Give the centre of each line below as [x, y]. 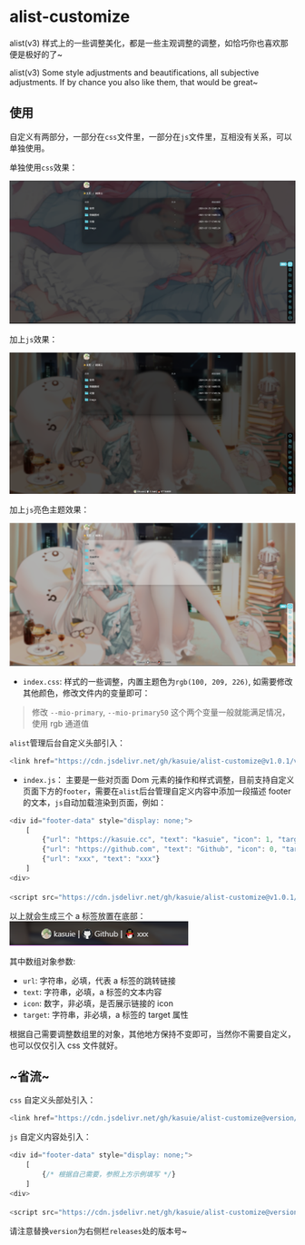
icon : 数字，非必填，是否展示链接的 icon [98, 1003]
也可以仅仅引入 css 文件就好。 [66, 1045]
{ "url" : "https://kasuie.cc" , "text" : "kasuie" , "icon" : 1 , [158, 840]
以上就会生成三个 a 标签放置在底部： [78, 915]
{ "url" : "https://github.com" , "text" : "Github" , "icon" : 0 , [160, 850]
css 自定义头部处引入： [53, 1100]
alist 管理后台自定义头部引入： [67, 743]
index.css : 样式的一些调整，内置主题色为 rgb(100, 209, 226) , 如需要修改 [157, 681]
